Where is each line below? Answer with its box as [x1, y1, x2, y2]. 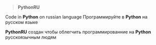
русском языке [5, 19, 38, 25]
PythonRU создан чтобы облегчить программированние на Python [5, 29, 151, 34]
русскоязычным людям [5, 34, 57, 40]
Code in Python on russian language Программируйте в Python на [5, 14, 148, 19]
